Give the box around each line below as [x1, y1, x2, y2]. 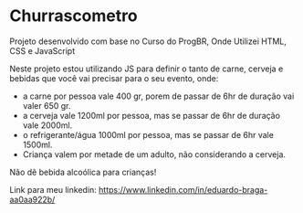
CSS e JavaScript [9, 45, 76, 56]
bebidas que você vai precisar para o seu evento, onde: [9, 72, 219, 83]
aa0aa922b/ [9, 194, 56, 205]
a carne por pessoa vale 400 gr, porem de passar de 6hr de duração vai [22, 91, 295, 101]
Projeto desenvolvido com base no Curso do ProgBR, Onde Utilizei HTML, [9, 36, 287, 47]
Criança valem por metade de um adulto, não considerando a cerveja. [22, 148, 286, 160]
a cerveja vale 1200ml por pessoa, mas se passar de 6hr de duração [22, 110, 281, 121]
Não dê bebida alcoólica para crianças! [9, 166, 157, 177]
